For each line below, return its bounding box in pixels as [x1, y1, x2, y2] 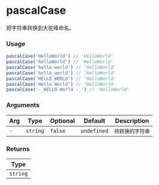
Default [83, 117, 106, 125]
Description [115, 117, 149, 125]
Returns [6, 145, 30, 153]
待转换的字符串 [114, 127, 151, 135]
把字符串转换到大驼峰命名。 [6, 24, 75, 31]
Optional [50, 117, 75, 125]
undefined [80, 127, 109, 134]
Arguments [6, 101, 40, 109]
